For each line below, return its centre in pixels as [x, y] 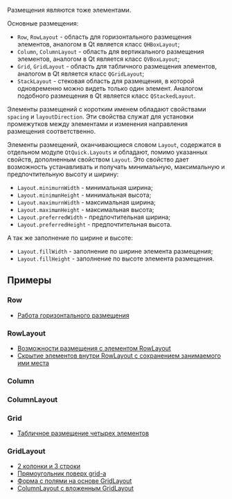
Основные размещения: [43, 23]
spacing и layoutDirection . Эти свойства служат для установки [100, 116]
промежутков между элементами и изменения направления [98, 124]
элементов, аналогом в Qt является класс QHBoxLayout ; [98, 44]
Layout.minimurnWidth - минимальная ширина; [85, 187]
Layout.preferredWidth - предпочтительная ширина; [94, 217]
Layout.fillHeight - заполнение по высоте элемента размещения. [116, 259]
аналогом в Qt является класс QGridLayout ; [81, 73]
